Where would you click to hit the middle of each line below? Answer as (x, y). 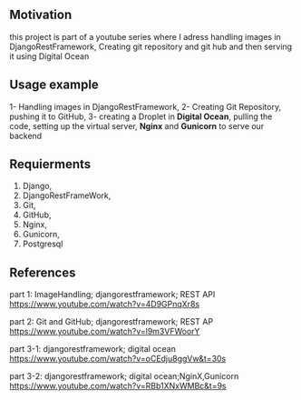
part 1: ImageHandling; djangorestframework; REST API (112, 295)
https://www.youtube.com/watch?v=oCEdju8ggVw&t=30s (118, 359)
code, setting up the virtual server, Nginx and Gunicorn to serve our (137, 125)
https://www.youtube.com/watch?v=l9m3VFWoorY (105, 332)
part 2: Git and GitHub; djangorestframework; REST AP (112, 322)
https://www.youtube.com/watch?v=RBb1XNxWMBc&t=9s (118, 386)
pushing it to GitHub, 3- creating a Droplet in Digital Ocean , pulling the (141, 116)
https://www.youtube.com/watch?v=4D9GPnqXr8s (105, 305)
